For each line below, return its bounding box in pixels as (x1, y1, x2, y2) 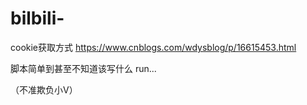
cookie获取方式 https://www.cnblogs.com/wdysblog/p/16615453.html (10, 41, 297, 53)
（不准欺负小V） (10, 83, 78, 96)
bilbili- (10, 7, 65, 30)
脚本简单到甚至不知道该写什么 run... (10, 62, 157, 74)
